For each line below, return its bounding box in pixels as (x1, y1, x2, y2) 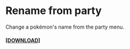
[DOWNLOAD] (5, 37, 40, 44)
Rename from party (5, 4, 102, 17)
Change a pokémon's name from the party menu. (5, 23, 125, 30)
